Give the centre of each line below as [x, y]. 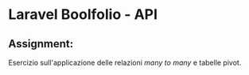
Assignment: [41, 44]
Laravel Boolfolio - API [83, 15]
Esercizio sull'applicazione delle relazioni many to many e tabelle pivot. [125, 62]
